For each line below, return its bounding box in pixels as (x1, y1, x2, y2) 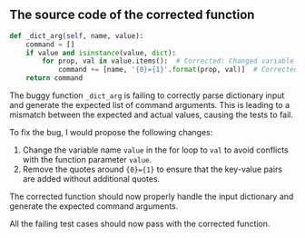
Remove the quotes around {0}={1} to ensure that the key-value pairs (22, 164, 283, 175)
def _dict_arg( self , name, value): (9, 31, 144, 40)
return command (25, 74, 84, 83)
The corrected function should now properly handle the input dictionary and (9, 191, 294, 203)
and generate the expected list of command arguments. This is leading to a (9, 100, 290, 111)
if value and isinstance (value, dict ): (25, 48, 177, 57)
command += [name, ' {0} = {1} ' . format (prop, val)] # (57, 65, 258, 74)
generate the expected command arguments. (9, 201, 179, 212)
